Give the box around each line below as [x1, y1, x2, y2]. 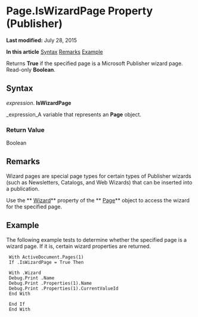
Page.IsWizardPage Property [6, 4, 153, 18]
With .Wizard [8, 270, 42, 276]
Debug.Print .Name [8, 275, 55, 281]
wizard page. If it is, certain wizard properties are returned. [6, 242, 151, 250]
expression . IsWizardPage [6, 99, 72, 106]
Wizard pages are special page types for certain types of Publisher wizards [6, 172, 192, 180]
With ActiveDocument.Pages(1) [8, 254, 84, 260]
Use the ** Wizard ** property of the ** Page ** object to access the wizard [6, 196, 190, 204]
